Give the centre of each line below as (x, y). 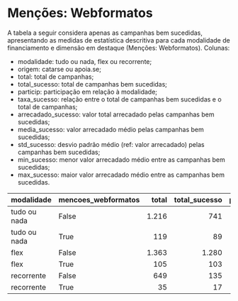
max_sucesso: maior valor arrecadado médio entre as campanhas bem (121, 175)
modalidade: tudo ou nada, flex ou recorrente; (85, 61)
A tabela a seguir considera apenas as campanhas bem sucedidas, (105, 33)
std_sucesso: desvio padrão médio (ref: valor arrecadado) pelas (111, 144)
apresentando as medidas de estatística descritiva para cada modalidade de (119, 40)
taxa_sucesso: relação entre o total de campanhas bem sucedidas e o (119, 99)
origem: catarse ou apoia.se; (59, 69)
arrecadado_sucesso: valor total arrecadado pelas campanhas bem (116, 114)
